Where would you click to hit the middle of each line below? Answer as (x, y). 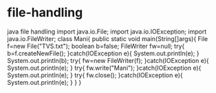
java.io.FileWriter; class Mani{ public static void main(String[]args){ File (108, 38)
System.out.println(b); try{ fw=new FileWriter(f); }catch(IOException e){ (108, 60)
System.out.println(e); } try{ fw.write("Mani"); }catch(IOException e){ (104, 68)
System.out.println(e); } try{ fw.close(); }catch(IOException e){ (95, 75)
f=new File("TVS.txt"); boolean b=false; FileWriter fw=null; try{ (96, 46)
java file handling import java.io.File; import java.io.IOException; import (107, 31)
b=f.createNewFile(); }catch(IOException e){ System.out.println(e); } (103, 53)
